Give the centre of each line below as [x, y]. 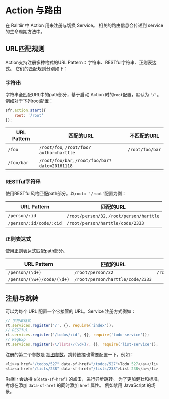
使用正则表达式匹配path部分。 [36, 251]
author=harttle [57, 153]
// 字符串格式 [18, 321]
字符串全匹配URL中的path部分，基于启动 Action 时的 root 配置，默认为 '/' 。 [83, 95]
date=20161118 [56, 166]
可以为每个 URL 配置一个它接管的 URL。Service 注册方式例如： [70, 311]
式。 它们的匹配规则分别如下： [37, 68]
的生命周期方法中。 [25, 31]
